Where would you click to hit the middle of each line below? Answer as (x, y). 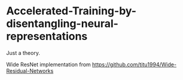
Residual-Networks (30, 70)
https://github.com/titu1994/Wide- (134, 64)
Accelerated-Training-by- (71, 11)
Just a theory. (23, 53)
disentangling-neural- (62, 24)
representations (47, 36)
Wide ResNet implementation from (48, 64)
